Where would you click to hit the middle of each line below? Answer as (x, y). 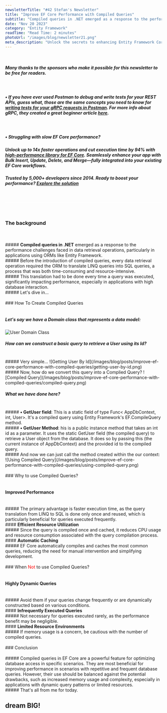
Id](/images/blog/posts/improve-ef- (122, 361)
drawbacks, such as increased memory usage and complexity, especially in (83, 680)
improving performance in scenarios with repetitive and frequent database (81, 669)
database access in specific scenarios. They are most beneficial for (74, 664)
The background (26, 223)
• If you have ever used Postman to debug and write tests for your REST (81, 97)
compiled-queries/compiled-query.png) (46, 382)
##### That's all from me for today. (42, 690)
